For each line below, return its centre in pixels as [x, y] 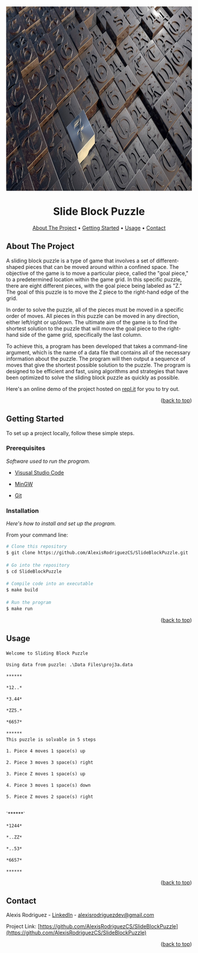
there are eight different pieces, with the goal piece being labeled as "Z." [94, 285]
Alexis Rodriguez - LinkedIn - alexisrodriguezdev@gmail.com [80, 915]
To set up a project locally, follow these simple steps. [70, 433]
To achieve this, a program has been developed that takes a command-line [97, 346]
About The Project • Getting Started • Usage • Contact [99, 228]
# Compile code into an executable [50, 584]
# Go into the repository [38, 565]
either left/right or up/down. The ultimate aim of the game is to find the [92, 322]
